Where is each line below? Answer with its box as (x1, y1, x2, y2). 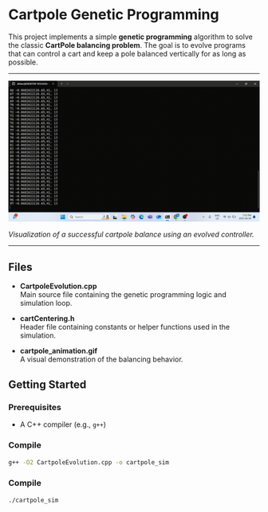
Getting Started (8, 377, 87, 391)
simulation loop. (19, 299, 73, 308)
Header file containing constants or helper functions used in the (19, 322, 231, 332)
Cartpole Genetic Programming (8, 6, 219, 24)
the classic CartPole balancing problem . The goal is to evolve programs (8, 40, 246, 49)
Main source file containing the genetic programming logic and (19, 290, 227, 299)
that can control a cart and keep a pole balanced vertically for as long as (8, 49, 246, 58)
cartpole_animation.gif (19, 346, 98, 356)
